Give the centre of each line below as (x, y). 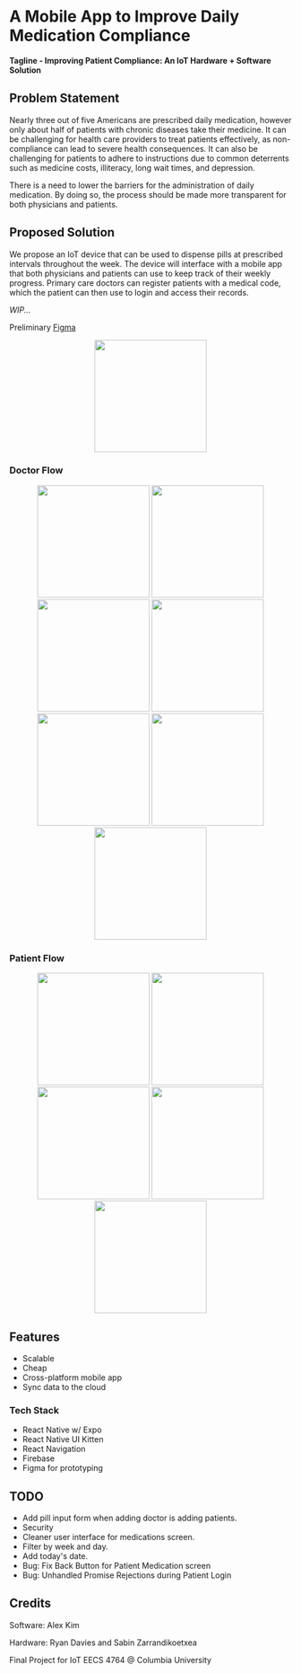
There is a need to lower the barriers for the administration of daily (132, 185)
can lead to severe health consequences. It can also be (156, 148)
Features (34, 1337)
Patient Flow (37, 958)
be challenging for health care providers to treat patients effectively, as (140, 139)
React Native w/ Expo (62, 1430)
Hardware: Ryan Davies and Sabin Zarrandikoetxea (103, 1643)
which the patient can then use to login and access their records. (129, 292)
